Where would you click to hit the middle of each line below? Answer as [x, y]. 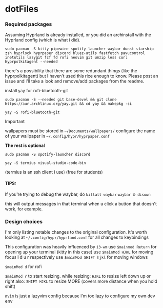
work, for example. [24, 209]
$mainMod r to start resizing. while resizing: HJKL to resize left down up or [78, 276]
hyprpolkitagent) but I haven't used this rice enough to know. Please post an [82, 76]
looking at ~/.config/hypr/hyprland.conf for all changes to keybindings [77, 237]
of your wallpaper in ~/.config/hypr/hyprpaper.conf [57, 136]
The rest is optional [25, 145]
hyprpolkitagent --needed [31, 62]
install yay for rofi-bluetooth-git [37, 91]
